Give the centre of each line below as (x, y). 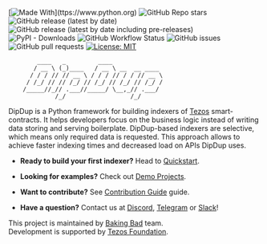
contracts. (25, 120)
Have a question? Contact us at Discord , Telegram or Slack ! (119, 207)
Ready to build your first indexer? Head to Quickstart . (110, 161)
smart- (222, 111)
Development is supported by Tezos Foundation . (88, 232)
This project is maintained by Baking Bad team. (86, 223)
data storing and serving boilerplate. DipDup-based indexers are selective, (131, 128)
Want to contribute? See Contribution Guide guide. (105, 192)
